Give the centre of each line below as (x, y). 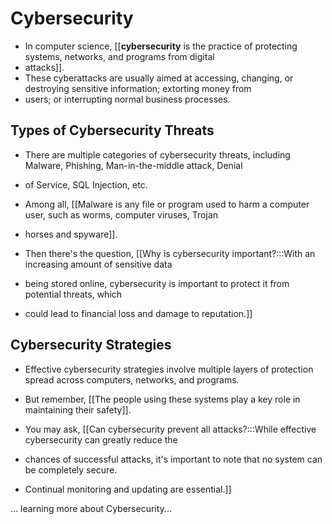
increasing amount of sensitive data (98, 264)
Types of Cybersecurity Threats (112, 130)
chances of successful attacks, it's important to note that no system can (173, 459)
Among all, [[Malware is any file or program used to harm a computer (167, 204)
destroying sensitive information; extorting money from (138, 88)
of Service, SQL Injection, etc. (86, 184)
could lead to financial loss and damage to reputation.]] (138, 313)
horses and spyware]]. (71, 234)
